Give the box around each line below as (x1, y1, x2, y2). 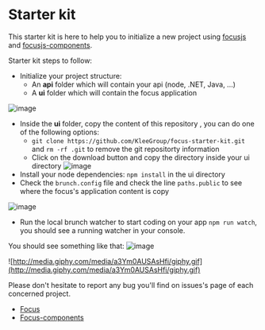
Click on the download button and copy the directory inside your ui (31, 153, 250, 162)
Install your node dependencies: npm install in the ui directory (19, 169, 226, 179)
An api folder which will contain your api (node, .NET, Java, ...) (31, 80, 236, 89)
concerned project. (8, 289, 71, 298)
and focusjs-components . (8, 40, 93, 49)
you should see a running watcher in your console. (19, 225, 186, 235)
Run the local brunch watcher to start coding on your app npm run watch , (19, 217, 258, 227)
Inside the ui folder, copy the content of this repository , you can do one (19, 118, 255, 128)
